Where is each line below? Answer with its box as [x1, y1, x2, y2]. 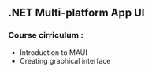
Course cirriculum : [8, 30, 84, 41]
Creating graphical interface [19, 56, 112, 65]
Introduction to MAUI [19, 47, 88, 57]
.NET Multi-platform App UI [8, 6, 145, 20]
